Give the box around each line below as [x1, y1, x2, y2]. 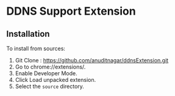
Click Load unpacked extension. [15, 76, 96, 83]
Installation [6, 29, 50, 39]
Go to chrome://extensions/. [15, 63, 86, 70]
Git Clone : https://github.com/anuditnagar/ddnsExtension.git [15, 57, 169, 64]
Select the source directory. [15, 83, 84, 90]
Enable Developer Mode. [15, 70, 77, 77]
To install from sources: [6, 45, 66, 52]
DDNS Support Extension [6, 4, 136, 18]
